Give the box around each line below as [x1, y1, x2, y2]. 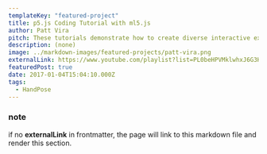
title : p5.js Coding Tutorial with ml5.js [8, 19, 151, 27]
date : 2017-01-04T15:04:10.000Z [8, 71, 115, 79]
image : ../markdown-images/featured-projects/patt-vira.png [8, 48, 212, 56]
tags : [8, 78, 26, 86]
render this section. [8, 138, 72, 148]
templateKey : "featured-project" [8, 11, 119, 20]
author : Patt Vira [8, 26, 69, 34]
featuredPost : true [8, 64, 73, 71]
